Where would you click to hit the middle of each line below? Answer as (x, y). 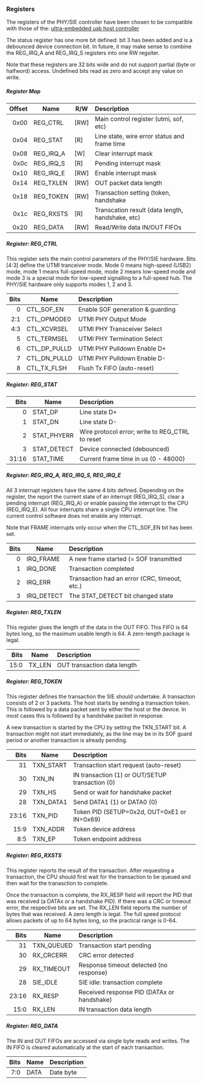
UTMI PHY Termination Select (120, 339)
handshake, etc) (118, 217)
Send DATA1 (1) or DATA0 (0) (115, 802)
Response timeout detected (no (123, 965)
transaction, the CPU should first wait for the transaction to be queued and (99, 877)
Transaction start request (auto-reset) (127, 765)
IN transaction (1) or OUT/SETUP (120, 775)
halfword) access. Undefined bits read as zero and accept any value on (95, 71)
